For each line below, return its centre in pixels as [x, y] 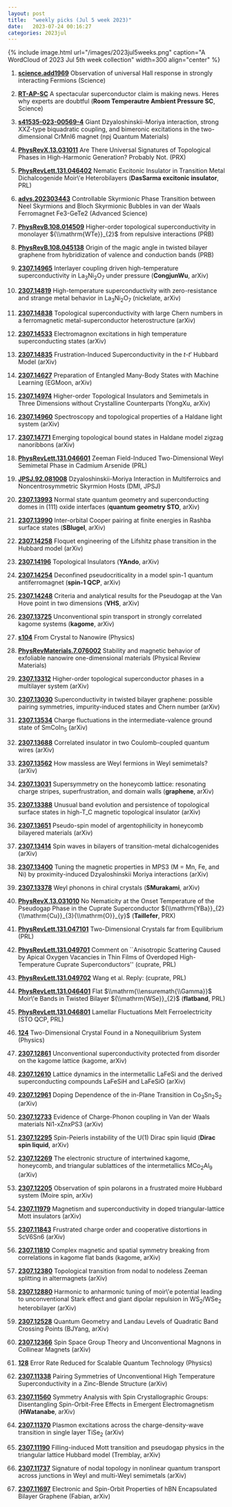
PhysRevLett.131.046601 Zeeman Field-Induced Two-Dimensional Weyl [120, 458]
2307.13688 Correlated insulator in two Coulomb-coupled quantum [114, 742]
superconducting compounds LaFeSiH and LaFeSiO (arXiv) [101, 1081]
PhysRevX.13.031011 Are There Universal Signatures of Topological [114, 150]
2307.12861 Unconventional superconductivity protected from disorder [119, 1053]
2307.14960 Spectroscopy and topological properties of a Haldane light [120, 416]
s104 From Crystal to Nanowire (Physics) [76, 637]
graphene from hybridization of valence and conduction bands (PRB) [116, 255]
